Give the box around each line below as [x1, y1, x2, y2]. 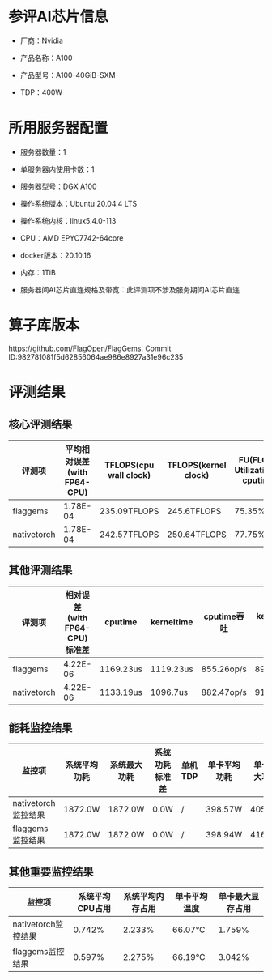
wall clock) [108, 469, 151, 480]
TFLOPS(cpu [104, 459, 155, 471]
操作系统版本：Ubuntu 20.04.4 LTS [19, 198, 138, 208]
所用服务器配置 [8, 119, 108, 138]
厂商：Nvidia [19, 36, 63, 45]
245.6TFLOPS [167, 505, 222, 517]
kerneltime [150, 616, 193, 628]
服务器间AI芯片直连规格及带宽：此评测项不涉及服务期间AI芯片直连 [19, 284, 240, 294]
